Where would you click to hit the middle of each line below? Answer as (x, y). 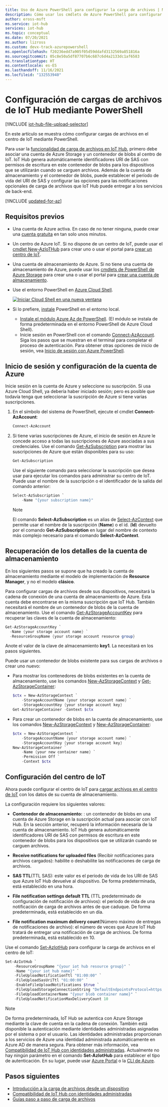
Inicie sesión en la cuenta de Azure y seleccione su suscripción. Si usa (78, 386)
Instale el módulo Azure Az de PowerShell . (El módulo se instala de (89, 318)
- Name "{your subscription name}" (57, 500)
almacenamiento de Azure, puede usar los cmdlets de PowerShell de (83, 269)
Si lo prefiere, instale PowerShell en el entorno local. (66, 309)
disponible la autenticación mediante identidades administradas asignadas (82, 1028)
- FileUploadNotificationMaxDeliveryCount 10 (61, 999)
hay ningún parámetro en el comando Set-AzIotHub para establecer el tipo (82, 1055)
